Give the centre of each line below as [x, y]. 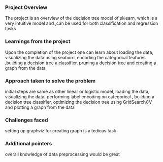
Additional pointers [29, 144]
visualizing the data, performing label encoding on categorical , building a [80, 97]
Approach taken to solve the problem [50, 81]
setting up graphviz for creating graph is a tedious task [61, 131]
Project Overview [26, 7]
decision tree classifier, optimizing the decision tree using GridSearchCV [79, 102]
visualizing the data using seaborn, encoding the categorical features [76, 57]
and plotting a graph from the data [40, 107]
